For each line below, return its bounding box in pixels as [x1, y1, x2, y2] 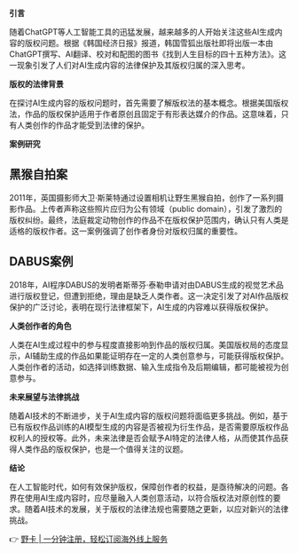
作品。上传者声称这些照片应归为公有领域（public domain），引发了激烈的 [16, 203, 282, 214]
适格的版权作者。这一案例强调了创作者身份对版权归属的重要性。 [9, 225, 242, 236]
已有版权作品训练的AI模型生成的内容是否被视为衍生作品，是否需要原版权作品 [9, 421, 289, 432]
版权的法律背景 [9, 79, 64, 89]
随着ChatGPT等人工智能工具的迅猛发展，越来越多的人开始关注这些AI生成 [9, 27, 275, 37]
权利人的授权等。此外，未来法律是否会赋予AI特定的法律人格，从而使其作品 [9, 432, 281, 443]
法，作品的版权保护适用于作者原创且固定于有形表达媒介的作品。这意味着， [9, 109, 281, 119]
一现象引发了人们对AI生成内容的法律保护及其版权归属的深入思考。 [9, 60, 250, 70]
